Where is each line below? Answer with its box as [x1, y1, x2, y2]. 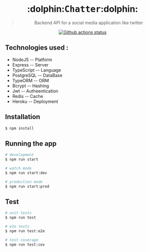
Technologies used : [5, 43, 69, 52]
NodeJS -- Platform [12, 57, 53, 63]
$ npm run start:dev [5, 170, 48, 175]
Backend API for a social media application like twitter [34, 20, 144, 26]
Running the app [5, 139, 57, 148]
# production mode [5, 179, 43, 184]
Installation [5, 113, 40, 121]
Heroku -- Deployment [12, 98, 59, 104]
